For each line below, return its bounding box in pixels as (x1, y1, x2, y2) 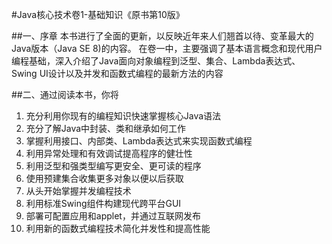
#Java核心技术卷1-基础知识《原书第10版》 (11, 9, 185, 20)
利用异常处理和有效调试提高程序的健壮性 (25, 148, 193, 159)
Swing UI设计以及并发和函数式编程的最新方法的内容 (11, 68, 224, 79)
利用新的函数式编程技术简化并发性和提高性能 (25, 223, 211, 234)
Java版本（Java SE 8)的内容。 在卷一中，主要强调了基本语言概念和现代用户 (11, 43, 323, 54)
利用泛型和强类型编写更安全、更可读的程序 (25, 160, 202, 172)
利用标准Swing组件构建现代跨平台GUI (25, 198, 182, 209)
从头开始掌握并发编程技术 (25, 185, 132, 197)
